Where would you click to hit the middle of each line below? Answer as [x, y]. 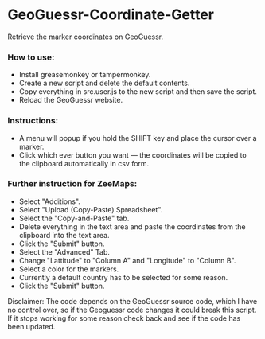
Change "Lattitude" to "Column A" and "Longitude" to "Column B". [127, 260]
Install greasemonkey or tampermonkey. [85, 75]
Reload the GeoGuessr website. [71, 100]
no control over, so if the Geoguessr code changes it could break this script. [132, 310]
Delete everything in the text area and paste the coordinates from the [132, 226]
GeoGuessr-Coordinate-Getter [111, 15]
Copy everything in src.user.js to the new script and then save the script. [138, 92]
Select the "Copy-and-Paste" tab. [74, 218]
